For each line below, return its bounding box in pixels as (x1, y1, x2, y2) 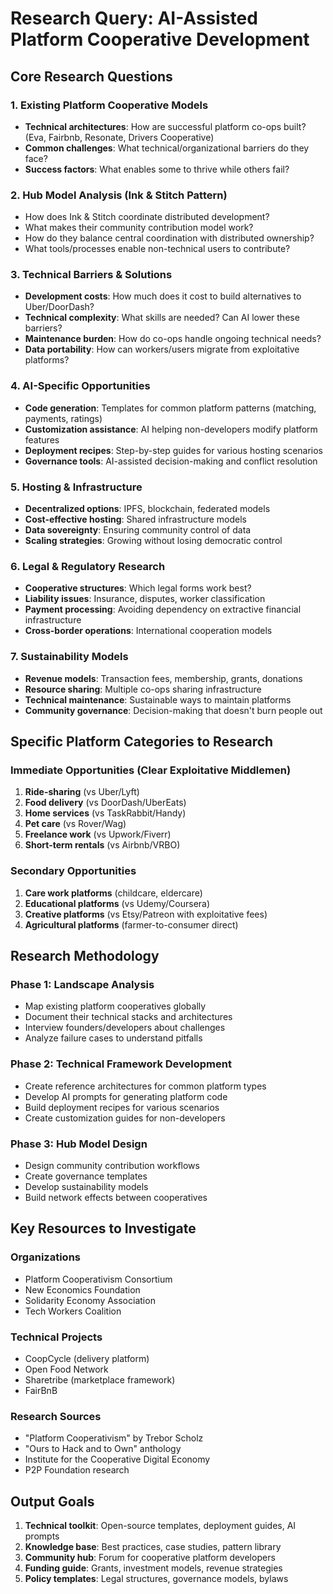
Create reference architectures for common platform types (24, 1080, 267, 1092)
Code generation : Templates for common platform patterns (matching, (24, 402, 317, 414)
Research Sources (10, 1409, 102, 1423)
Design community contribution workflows (24, 1159, 200, 1171)
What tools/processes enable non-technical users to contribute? (24, 243, 291, 255)
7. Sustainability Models (10, 650, 129, 664)
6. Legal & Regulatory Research (10, 559, 166, 573)
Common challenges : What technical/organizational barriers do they (24, 142, 310, 154)
